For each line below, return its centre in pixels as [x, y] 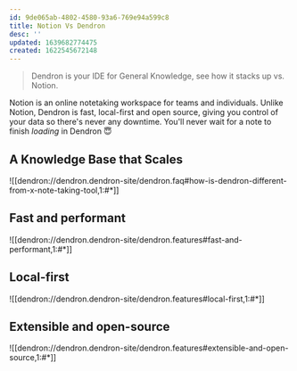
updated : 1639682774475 [54, 42]
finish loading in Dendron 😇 [61, 131]
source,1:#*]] [33, 358]
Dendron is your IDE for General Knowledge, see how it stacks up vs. [158, 76]
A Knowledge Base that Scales [96, 159]
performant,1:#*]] [41, 249]
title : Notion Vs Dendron [57, 26]
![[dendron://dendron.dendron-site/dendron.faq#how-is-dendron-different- [148, 180]
